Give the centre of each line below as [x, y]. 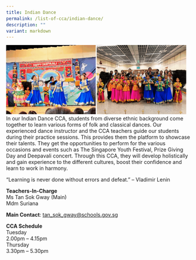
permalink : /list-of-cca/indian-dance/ [55, 18]
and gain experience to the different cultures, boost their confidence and [94, 162]
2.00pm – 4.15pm [27, 239]
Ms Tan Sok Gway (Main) [36, 197]
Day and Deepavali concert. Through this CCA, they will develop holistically [97, 156]
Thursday [18, 245]
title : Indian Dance [31, 12]
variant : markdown [28, 31]
